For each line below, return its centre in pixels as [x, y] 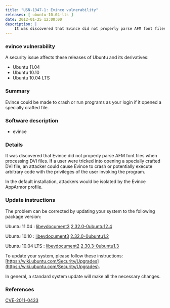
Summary [18, 91]
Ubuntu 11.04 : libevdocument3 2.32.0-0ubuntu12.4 [59, 226]
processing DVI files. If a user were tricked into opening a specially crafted [83, 161]
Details [14, 145]
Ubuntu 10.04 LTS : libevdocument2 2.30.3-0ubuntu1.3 [62, 246]
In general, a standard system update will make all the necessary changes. [83, 276]
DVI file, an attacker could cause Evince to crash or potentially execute [79, 166]
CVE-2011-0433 [22, 300]
